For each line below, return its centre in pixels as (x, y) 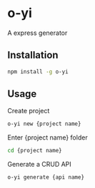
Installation (33, 55)
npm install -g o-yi (38, 72)
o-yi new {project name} (44, 124)
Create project (29, 111)
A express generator (37, 33)
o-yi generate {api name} (46, 177)
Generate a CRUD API (39, 164)
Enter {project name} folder (47, 137)
